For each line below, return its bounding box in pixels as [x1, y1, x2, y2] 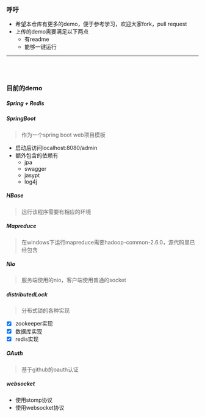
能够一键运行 [24, 43, 57, 51]
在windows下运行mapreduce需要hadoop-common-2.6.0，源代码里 [21, 238, 190, 246]
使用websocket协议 [15, 404, 65, 411]
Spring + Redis [6, 99, 45, 107]
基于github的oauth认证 [21, 366, 79, 373]
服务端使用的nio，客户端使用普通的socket [21, 276, 126, 284]
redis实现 [15, 335, 39, 343]
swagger [24, 165, 47, 172]
